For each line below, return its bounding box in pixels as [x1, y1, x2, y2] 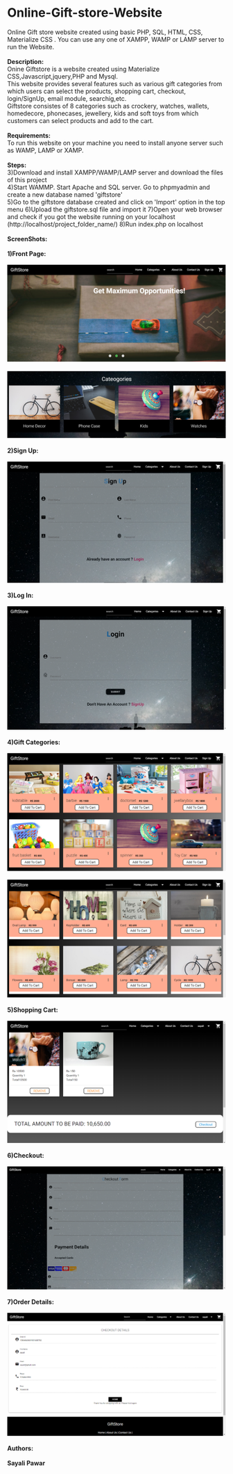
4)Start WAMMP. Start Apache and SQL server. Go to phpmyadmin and [7, 183, 210, 191]
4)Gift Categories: [7, 738, 61, 747]
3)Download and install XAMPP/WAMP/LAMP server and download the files [7, 168, 223, 177]
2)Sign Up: [7, 446, 39, 455]
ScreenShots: [7, 234, 48, 243]
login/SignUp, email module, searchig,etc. [7, 94, 127, 102]
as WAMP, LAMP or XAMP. [7, 146, 84, 154]
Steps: [7, 161, 26, 169]
